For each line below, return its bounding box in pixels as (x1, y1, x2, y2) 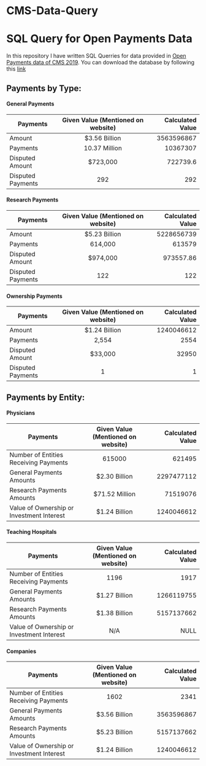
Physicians (6, 409, 36, 416)
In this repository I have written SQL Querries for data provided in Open (6, 52, 186, 60)
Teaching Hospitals (6, 528, 57, 536)
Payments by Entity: (6, 392, 85, 402)
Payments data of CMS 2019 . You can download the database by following (6, 59, 195, 66)
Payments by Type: (6, 83, 82, 93)
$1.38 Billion (96, 609, 133, 617)
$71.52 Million (93, 490, 136, 498)
